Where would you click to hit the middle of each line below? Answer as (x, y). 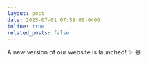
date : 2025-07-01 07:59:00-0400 (54, 20)
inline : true (26, 26)
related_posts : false (38, 33)
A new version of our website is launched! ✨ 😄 (74, 52)
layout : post (26, 13)
